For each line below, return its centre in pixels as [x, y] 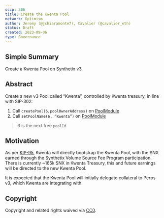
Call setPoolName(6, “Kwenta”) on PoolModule [59, 116]
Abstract [19, 84]
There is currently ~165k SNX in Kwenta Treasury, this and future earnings [81, 163]
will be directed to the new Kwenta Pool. [46, 168]
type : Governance [23, 37]
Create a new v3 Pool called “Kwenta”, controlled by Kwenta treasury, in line [82, 96]
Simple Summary [32, 57]
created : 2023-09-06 [26, 32]
